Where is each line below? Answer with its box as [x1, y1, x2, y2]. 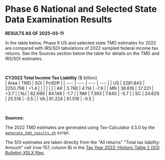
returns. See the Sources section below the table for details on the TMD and [5, 50, 160, 56]
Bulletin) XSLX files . [5, 150, 45, 156]
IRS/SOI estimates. [5, 55, 43, 61]
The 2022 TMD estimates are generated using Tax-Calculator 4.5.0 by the [5, 124, 155, 130]
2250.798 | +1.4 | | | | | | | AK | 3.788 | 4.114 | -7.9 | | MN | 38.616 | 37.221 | [5, 85, 154, 91]
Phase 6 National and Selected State [5, 3, 157, 15]
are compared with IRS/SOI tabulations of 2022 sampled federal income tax [5, 45, 159, 51]
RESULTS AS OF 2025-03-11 [5, 30, 64, 36]
